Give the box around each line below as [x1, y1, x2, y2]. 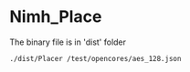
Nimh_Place [9, 6, 102, 27]
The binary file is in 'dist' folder [9, 36, 126, 47]
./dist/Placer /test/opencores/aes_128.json [9, 54, 182, 63]
